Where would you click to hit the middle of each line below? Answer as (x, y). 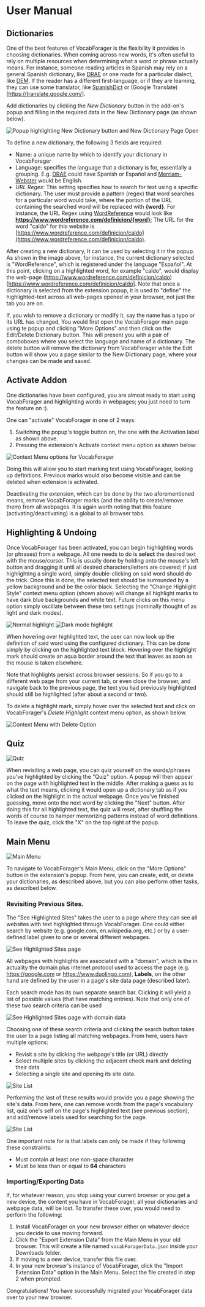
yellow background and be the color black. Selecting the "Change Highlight (101, 587)
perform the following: (34, 1214)
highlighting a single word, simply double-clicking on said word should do (99, 573)
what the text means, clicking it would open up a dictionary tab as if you (97, 790)
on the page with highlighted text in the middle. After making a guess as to (100, 783)
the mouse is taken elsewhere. (45, 662)
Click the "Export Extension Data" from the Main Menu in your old (98, 1239)
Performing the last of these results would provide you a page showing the (100, 1098)
